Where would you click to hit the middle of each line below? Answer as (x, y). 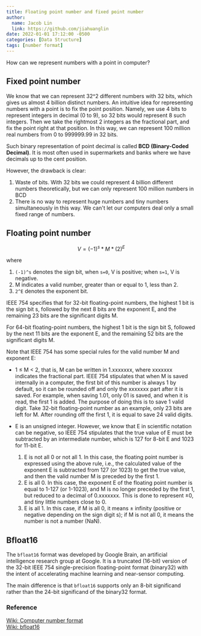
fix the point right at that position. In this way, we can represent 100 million (98, 128)
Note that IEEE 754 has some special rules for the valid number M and (93, 352)
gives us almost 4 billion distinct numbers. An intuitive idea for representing (100, 102)
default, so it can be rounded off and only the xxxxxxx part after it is (99, 389)
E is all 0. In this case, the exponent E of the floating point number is (108, 483)
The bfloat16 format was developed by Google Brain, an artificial (87, 554)
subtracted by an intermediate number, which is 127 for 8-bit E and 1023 (104, 439)
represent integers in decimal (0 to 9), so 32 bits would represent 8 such (96, 115)
